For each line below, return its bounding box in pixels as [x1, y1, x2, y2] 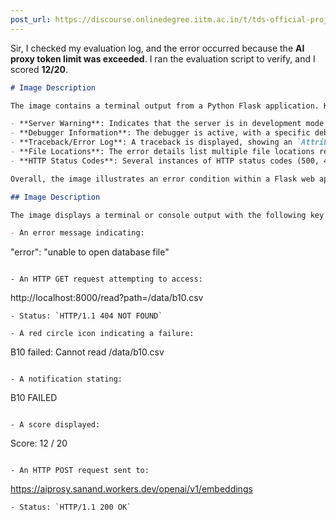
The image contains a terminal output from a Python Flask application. [10, 101, 320, 111]
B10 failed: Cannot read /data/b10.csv [10, 346, 165, 358]
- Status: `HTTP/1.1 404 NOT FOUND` [10, 311, 163, 321]
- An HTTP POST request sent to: [10, 466, 150, 476]
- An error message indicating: [10, 228, 145, 238]
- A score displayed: [10, 420, 101, 430]
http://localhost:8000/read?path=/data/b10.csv [10, 292, 204, 304]
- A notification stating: [10, 374, 123, 385]
